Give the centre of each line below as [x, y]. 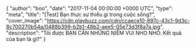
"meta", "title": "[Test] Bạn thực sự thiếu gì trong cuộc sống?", [81, 14]
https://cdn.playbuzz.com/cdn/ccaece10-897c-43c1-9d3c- [118, 21]
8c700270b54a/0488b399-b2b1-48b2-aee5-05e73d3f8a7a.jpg [83, 27]
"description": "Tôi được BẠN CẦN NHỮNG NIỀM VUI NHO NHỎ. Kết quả [94, 33]
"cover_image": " [27, 21]
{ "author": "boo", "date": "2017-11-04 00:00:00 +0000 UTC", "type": [89, 8]
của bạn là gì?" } [26, 39]
